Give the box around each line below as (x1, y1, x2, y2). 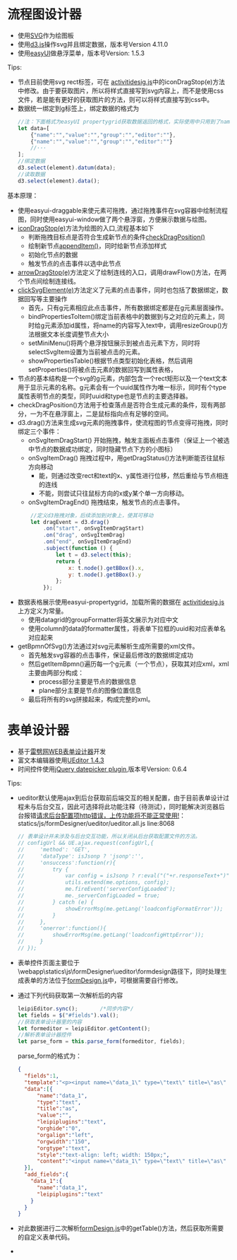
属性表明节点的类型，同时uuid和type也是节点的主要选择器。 (17, 392, 192, 400)
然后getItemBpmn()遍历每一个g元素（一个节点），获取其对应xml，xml (28, 660, 229, 668)
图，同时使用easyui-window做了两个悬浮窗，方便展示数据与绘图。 (17, 215, 211, 223)
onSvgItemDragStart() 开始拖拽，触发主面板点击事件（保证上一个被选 (28, 436, 230, 444)
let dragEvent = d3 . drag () (30, 518, 110, 525)
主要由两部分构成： (28, 669, 85, 677)
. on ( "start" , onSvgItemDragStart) (43, 525, 145, 532)
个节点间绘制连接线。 (17, 276, 80, 285)
